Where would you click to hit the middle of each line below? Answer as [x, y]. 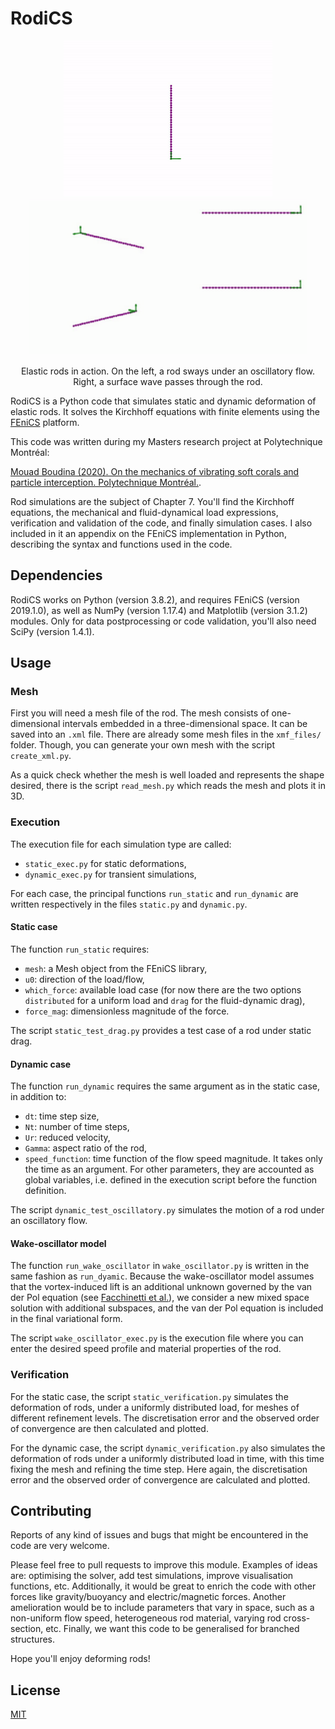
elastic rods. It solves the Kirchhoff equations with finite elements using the [165, 411]
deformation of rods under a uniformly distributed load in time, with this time [167, 1458]
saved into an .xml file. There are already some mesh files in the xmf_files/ [166, 734]
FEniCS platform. [45, 422]
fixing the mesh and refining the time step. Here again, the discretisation [159, 1469]
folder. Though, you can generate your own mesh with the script [143, 745]
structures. [32, 1639]
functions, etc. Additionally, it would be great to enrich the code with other [163, 1586]
